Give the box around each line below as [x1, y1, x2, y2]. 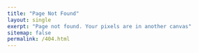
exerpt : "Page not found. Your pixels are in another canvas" [7, 23, 192, 30]
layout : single [7, 17, 52, 23]
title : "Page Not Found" [7, 10, 79, 17]
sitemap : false [7, 29, 52, 36]
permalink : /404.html [7, 36, 70, 43]
